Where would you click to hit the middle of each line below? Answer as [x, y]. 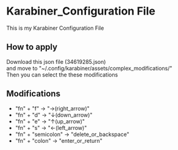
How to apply [32, 47]
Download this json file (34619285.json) [56, 61]
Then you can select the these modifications [62, 75]
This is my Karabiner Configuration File [55, 28]
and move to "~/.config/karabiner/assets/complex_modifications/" [89, 68]
